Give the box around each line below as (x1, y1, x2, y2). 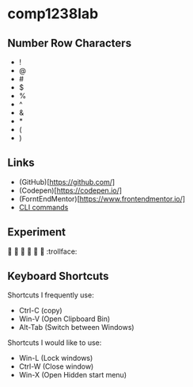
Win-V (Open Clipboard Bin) (18, 314, 111, 324)
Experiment (7, 225, 66, 239)
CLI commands (18, 202, 69, 212)
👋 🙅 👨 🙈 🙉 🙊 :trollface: (7, 247, 78, 256)
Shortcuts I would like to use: (7, 338, 102, 347)
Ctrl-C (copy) (18, 306, 62, 316)
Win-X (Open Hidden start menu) (18, 370, 127, 380)
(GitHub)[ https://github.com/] (18, 177, 115, 186)
